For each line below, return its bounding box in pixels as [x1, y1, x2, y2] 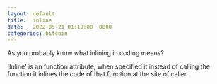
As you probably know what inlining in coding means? [7, 49, 165, 57]
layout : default [7, 10, 55, 17]
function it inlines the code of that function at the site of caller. [7, 70, 189, 78]
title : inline [7, 17, 52, 24]
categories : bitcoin [7, 29, 69, 37]
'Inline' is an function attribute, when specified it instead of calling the [7, 62, 211, 71]
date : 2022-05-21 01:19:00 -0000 [7, 23, 112, 30]
